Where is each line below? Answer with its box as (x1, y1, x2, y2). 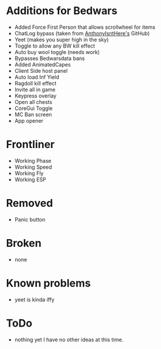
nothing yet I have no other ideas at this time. (14, 336, 124, 343)
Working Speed (14, 163, 53, 170)
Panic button (14, 216, 46, 223)
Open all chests (14, 98, 53, 105)
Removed (6, 197, 53, 210)
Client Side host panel (14, 67, 68, 74)
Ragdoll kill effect (14, 79, 57, 86)
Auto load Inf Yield (14, 73, 60, 80)
